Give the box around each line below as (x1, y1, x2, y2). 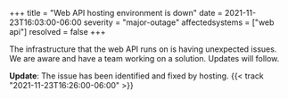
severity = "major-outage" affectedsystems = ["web (83, 17, 275, 28)
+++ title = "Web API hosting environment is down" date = (9, 8, 223, 18)
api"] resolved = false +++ (9, 27, 106, 37)
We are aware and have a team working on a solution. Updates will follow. (9, 54, 280, 63)
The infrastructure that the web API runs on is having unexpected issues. (9, 44, 277, 54)
